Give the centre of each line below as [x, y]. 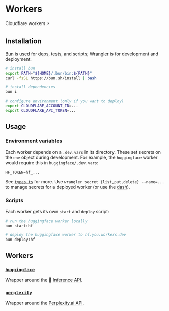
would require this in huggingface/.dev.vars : [52, 163]
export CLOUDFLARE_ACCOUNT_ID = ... [42, 106]
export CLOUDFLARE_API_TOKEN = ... [41, 110]
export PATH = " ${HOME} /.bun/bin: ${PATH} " [49, 73]
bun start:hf [19, 226]
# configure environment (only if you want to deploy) [65, 101]
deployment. [18, 59]
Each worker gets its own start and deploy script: [57, 211]
